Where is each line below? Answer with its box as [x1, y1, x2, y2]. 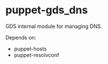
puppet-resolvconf [13, 51, 60, 58]
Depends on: [5, 34, 36, 41]
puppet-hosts [13, 45, 47, 52]
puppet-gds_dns [5, 3, 88, 17]
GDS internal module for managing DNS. [5, 23, 103, 30]
